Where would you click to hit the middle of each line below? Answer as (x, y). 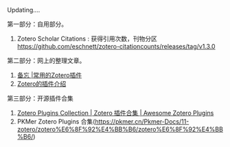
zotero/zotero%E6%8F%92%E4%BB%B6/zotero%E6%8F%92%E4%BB (120, 129)
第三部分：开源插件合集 (40, 98)
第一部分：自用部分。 (37, 24)
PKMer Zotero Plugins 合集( (56, 122)
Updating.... (24, 10)
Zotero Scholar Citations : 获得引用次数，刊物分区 (87, 38)
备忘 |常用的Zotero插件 (49, 75)
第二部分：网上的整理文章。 (46, 60)
